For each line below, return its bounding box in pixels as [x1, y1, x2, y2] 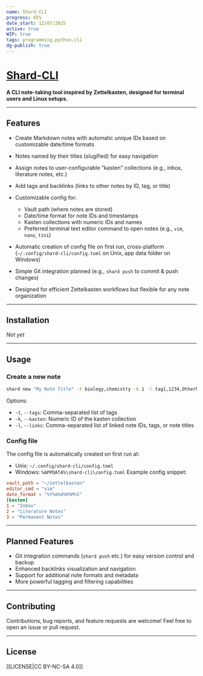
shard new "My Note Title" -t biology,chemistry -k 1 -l [6, 386, 153, 393]
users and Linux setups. [6, 95, 68, 102]
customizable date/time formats [14, 140, 95, 148]
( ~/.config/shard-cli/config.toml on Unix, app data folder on [14, 249, 171, 257]
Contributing [6, 601, 56, 611]
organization [14, 292, 47, 299]
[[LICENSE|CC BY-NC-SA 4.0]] [6, 663, 83, 670]
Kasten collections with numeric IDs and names [24, 218, 143, 225]
